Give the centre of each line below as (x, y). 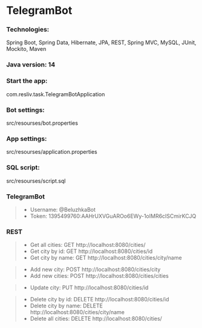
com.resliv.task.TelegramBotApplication (56, 94)
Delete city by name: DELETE (66, 306)
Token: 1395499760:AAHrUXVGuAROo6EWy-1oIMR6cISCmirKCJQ (113, 216)
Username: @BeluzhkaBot (63, 209)
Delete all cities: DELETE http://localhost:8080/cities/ (96, 319)
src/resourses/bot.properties (42, 123)
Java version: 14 (31, 65)
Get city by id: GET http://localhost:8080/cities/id (91, 251)
